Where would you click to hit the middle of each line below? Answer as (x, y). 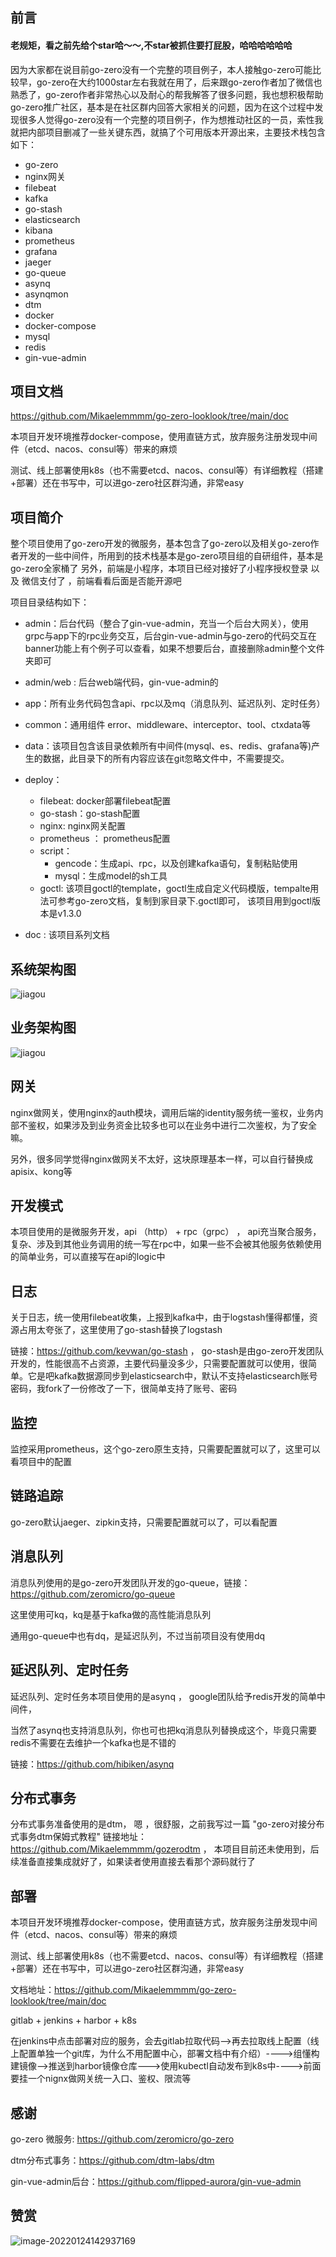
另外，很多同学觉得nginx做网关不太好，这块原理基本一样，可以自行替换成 (162, 1159)
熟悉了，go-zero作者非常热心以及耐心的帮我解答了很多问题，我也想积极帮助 (167, 94)
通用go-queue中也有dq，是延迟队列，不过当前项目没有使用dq (138, 1635)
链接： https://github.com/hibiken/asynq (92, 1764)
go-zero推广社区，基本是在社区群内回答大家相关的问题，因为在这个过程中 (162, 107)
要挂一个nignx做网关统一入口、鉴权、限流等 (101, 2079)
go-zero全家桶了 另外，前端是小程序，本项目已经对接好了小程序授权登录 (159, 569)
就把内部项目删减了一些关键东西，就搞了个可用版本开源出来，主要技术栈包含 (168, 132)
